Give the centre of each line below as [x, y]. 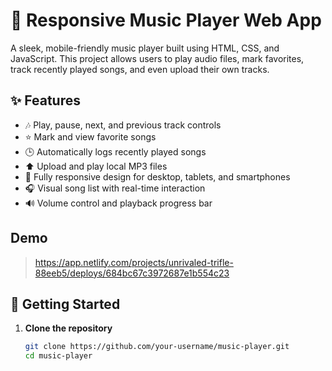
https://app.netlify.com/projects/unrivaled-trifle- [134, 262]
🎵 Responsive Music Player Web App [166, 20]
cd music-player [58, 356]
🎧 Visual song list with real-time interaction [115, 188]
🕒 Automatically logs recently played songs [115, 151]
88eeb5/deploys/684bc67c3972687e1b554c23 [132, 273]
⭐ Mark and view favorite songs [90, 136]
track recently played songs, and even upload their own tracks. [140, 69]
